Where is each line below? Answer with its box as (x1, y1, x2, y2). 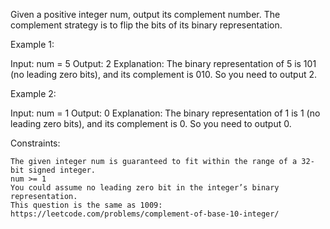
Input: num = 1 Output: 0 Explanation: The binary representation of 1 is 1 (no (10, 107, 321, 119)
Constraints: (10, 137, 61, 149)
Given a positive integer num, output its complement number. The (10, 9, 281, 20)
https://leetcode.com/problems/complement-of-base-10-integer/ (10, 209, 280, 219)
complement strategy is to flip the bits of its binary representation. (10, 19, 283, 31)
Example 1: (10, 39, 55, 50)
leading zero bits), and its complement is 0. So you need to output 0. (10, 118, 292, 129)
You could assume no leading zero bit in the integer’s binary (10, 183, 280, 193)
